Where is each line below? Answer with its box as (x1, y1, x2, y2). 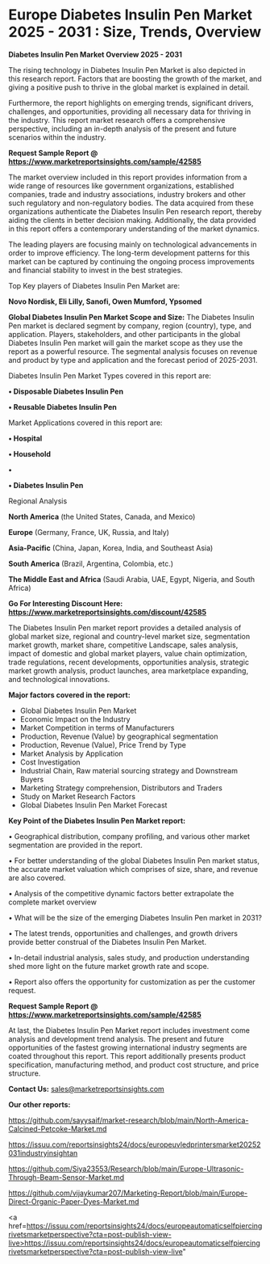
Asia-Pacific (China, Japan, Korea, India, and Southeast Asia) (8, 543, 214, 553)
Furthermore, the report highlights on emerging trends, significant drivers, (8, 98, 254, 107)
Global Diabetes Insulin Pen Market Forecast (19, 800, 168, 810)
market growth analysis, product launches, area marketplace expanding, (8, 665, 248, 676)
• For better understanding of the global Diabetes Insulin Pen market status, (8, 855, 260, 866)
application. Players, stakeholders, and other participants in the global (8, 329, 240, 339)
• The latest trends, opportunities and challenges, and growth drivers (8, 928, 238, 938)
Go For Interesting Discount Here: (8, 598, 123, 608)
